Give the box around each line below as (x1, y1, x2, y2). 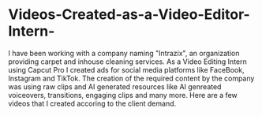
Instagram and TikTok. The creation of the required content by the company (8, 73, 255, 83)
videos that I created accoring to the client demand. (8, 99, 177, 108)
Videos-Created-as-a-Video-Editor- (8, 6, 250, 24)
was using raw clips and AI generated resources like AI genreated (8, 81, 222, 92)
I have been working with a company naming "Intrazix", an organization (8, 48, 240, 58)
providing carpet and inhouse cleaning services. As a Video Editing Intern (8, 57, 247, 66)
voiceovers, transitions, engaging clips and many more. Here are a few (8, 90, 238, 99)
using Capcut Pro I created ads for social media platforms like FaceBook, (8, 65, 245, 74)
